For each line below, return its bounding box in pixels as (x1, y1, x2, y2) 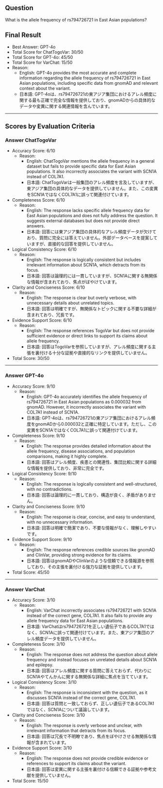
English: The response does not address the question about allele (26, 651, 158, 657)
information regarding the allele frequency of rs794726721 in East (19, 75, 151, 81)
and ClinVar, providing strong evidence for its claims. (26, 552, 132, 558)
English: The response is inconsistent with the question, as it (26, 689, 148, 695)
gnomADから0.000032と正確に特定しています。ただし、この (35, 421, 157, 427)
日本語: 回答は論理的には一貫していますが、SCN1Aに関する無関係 (26, 273, 158, 279)
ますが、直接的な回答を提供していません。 (31, 241, 116, 247)
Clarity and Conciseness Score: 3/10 (12, 712, 85, 718)
